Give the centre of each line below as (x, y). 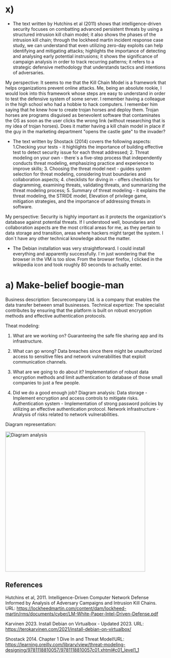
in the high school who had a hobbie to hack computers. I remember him (82, 104)
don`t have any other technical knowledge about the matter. (68, 238)
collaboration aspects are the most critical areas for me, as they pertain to (83, 227)
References (24, 585)
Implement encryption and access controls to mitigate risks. (76, 398)
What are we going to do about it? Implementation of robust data (81, 372)
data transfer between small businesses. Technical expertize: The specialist (85, 305)
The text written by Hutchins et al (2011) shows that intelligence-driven (87, 24)
